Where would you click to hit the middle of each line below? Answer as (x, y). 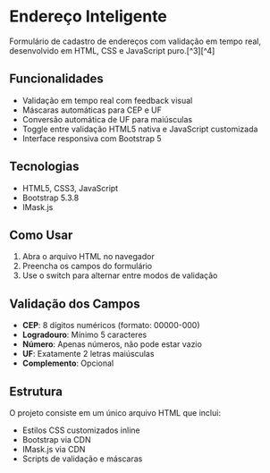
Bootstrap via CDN (56, 439)
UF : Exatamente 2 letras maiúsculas (88, 354)
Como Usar (41, 235)
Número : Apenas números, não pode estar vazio (112, 344)
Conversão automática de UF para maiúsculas (107, 119)
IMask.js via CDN (54, 449)
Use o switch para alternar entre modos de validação (120, 275)
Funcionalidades (57, 79)
